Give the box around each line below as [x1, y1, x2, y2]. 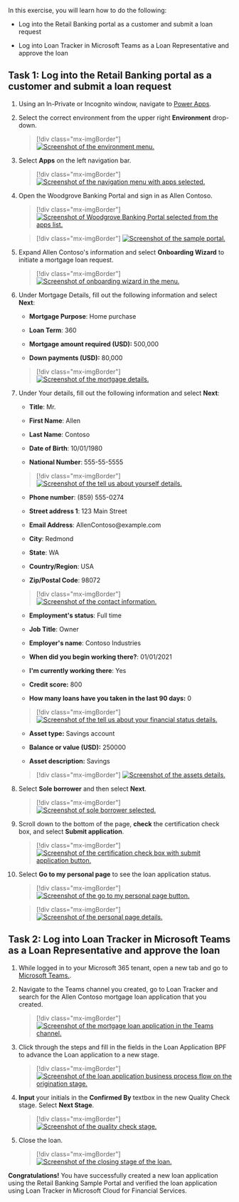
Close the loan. [18, 1136, 63, 1144]
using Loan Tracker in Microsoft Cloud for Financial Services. [8, 1186, 187, 1195]
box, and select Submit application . [18, 827, 124, 836]
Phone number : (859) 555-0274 [28, 493, 124, 501]
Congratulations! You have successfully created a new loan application [8, 1171, 219, 1179]
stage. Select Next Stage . [18, 1101, 95, 1109]
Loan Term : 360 [28, 326, 77, 334]
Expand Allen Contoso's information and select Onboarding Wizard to [18, 247, 225, 256]
